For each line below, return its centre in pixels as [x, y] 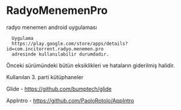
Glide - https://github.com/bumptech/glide [59, 89]
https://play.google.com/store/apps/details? [70, 44]
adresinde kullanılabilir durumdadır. [61, 54]
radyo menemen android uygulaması [52, 27]
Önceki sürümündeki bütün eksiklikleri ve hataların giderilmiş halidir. [91, 65]
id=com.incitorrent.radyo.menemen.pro [55, 49]
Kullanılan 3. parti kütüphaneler [45, 77]
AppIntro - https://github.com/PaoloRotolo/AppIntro [70, 100]
